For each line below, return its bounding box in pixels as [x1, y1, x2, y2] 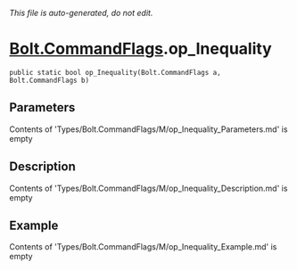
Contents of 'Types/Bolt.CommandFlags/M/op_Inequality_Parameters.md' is [9, 124, 288, 135]
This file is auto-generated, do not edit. [9, 8, 153, 18]
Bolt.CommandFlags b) [9, 76, 90, 85]
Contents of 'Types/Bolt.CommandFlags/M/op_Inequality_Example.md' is [9, 241, 277, 252]
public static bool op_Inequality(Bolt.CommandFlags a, [9, 68, 221, 77]
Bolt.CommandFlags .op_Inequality [9, 39, 272, 59]
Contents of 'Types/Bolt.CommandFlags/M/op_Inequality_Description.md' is [9, 183, 288, 193]
